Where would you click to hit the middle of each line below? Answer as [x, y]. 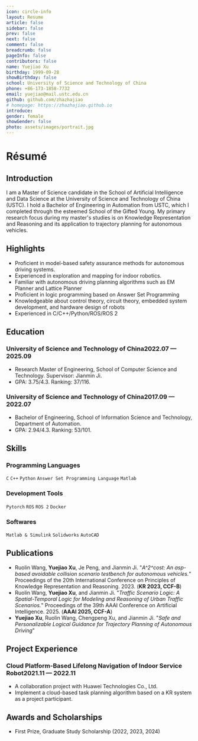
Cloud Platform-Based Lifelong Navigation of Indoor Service [94, 666]
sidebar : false [25, 28]
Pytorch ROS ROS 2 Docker [36, 507]
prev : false [21, 34]
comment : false [25, 45]
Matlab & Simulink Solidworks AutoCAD [53, 535]
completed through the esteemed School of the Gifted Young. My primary [96, 211]
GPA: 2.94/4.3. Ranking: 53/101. [53, 430]
